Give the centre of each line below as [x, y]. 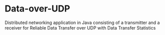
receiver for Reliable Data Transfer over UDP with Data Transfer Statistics [80, 27]
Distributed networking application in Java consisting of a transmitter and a [82, 22]
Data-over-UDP [38, 9]
